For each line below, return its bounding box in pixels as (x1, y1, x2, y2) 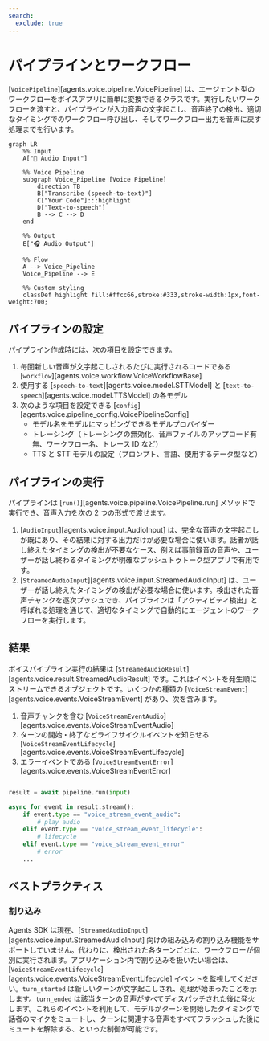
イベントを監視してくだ (173, 974, 251, 984)
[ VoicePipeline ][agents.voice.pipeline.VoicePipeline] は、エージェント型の (8, 84, 255, 94)
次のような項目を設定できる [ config (19, 401, 138, 410)
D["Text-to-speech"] (37, 204, 106, 212)
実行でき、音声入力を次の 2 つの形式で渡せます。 (8, 508, 171, 518)
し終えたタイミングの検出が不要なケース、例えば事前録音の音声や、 (19, 545, 245, 555)
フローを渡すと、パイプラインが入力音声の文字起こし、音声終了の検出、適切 (8, 104, 262, 114)
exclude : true (15, 19, 63, 27)
